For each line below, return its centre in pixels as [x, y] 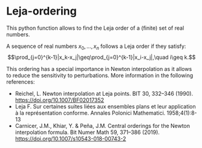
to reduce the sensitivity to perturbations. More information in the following [100, 75]
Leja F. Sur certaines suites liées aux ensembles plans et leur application [106, 106]
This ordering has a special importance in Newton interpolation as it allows [99, 69]
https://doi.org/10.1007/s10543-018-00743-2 [70, 138]
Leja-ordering [41, 11]
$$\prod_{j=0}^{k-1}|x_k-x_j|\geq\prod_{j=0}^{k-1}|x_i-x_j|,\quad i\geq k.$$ [102, 57]
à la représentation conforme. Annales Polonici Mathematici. [90, 113]
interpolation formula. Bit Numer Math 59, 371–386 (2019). [87, 132]
